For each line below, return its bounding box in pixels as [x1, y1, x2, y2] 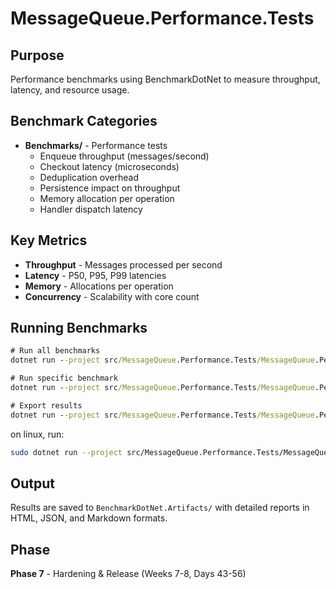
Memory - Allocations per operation [24, 280, 174, 292]
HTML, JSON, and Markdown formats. [10, 512, 168, 524]
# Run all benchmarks [10, 346, 101, 356]
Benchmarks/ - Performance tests [24, 139, 168, 151]
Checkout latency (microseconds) [39, 160, 180, 172]
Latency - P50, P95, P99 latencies [24, 269, 167, 281]
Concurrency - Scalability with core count [24, 290, 200, 302]
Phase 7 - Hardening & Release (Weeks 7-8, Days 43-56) [10, 568, 247, 580]
